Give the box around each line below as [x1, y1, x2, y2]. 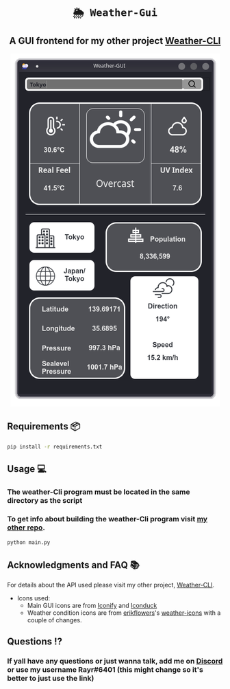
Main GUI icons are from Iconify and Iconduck [27, 601, 157, 609]
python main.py [7, 539, 51, 546]
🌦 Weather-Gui [72, 6, 158, 19]
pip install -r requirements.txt [7, 443, 103, 450]
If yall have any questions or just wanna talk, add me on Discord [7, 657, 223, 666]
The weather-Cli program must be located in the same [7, 487, 190, 497]
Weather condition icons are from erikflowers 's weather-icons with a [27, 609, 221, 617]
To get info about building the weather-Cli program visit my [7, 514, 207, 523]
